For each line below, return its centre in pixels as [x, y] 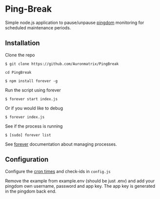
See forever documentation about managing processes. [61, 144]
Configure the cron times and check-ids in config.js [58, 171]
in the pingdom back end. [31, 191]
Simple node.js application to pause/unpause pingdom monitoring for [75, 22]
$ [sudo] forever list [28, 135]
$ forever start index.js [31, 99]
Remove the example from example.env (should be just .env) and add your [80, 181]
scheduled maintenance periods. [38, 27]
